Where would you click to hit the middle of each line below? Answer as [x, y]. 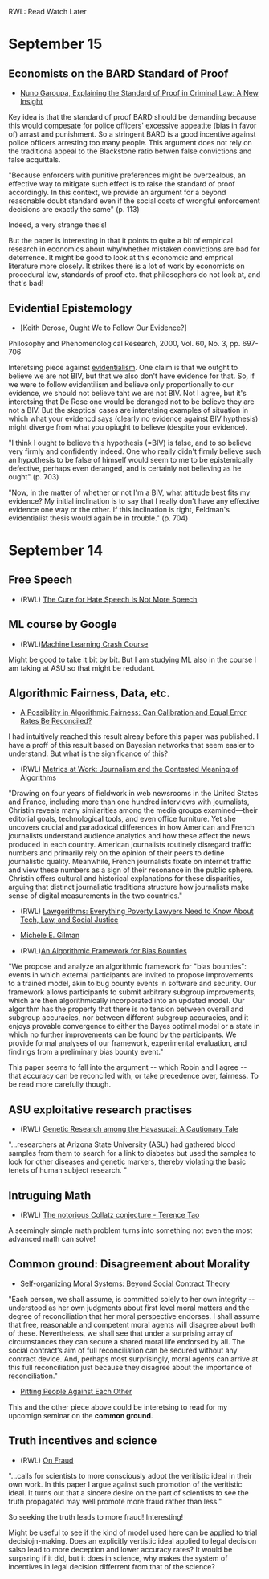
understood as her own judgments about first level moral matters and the [129, 1308]
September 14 [56, 550]
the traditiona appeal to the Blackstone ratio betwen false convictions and [130, 151]
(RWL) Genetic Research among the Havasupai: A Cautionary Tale [129, 1129]
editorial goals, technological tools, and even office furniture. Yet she [122, 819]
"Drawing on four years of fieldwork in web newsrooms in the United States [133, 794]
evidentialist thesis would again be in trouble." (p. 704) [98, 518]
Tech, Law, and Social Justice [69, 920]
